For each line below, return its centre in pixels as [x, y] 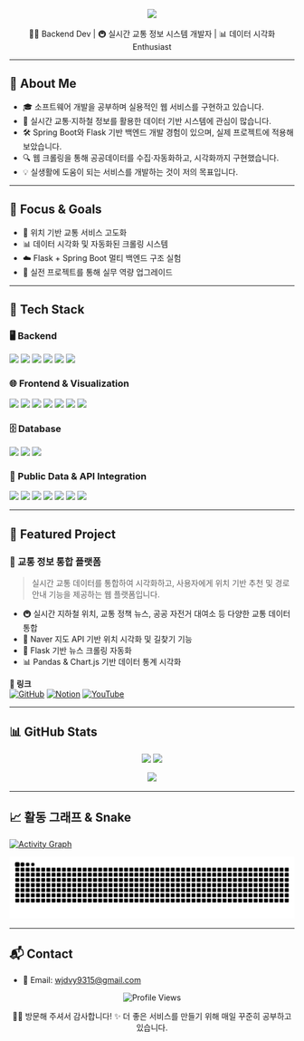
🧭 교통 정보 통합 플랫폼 [55, 562]
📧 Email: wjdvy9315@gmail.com [82, 980]
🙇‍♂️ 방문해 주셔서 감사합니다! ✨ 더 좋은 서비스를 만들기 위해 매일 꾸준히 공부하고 [152, 1017]
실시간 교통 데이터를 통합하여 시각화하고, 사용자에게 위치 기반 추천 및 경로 [161, 583]
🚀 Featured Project [62, 534]
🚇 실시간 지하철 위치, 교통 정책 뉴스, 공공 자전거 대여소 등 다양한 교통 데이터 [157, 613]
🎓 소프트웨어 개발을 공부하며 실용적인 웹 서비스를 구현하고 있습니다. [143, 106]
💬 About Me [43, 84]
